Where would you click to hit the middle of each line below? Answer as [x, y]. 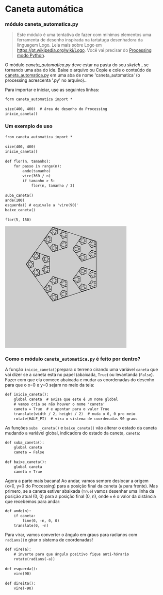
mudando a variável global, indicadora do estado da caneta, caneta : [73, 433]
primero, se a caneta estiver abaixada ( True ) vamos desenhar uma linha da [80, 491]
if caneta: [25, 516]
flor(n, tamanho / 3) [53, 186]
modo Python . [31, 56]
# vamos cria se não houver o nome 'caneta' [59, 404]
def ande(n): [18, 511]
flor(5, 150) [18, 220]
